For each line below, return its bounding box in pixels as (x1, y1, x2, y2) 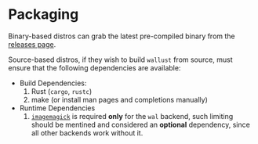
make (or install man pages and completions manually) (31, 95, 208, 104)
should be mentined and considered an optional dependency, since (31, 120, 251, 129)
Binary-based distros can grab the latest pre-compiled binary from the (8, 31, 235, 41)
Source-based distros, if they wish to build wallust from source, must (8, 55, 233, 64)
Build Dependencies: (19, 78, 87, 88)
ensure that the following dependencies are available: (8, 63, 181, 72)
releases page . (8, 39, 56, 49)
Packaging (8, 5, 79, 23)
